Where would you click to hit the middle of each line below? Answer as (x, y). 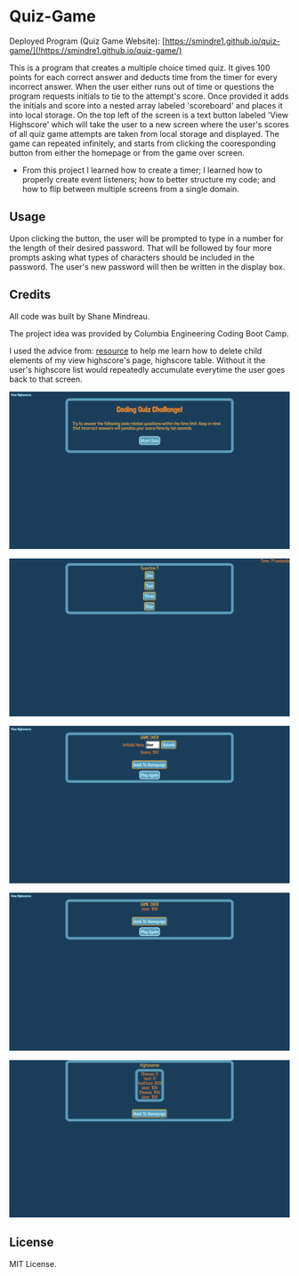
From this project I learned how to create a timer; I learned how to (142, 170)
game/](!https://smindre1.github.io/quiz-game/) (96, 50)
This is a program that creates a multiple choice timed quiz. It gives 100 (140, 68)
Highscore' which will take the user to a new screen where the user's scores (149, 124)
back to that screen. (46, 379)
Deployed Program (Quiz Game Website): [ (87, 41)
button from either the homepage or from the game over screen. (127, 152)
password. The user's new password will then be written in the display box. (147, 267)
